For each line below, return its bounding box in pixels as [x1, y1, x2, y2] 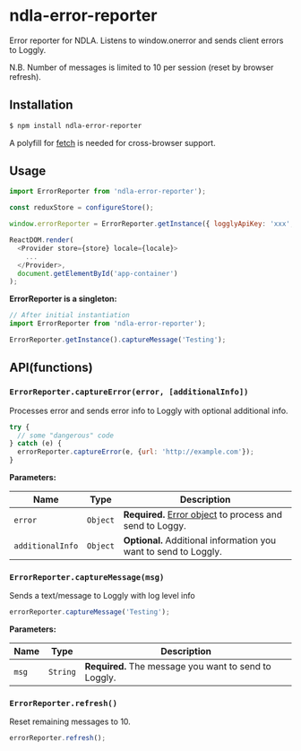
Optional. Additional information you [123, 534, 276, 547]
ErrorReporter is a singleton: [9, 293, 117, 305]
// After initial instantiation [9, 311, 130, 320]
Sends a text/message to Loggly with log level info [9, 591, 195, 601]
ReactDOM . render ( [9, 236, 74, 245]
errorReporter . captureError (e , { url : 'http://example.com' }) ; [17, 447, 254, 457]
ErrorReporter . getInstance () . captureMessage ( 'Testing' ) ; [9, 335, 227, 345]
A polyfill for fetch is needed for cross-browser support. [9, 137, 217, 148]
